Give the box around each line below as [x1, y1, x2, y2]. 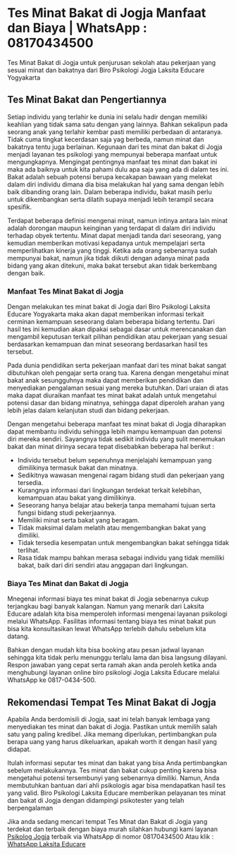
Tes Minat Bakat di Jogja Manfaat [7, 5, 206, 21]
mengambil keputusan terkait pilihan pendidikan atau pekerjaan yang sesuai [7, 333, 228, 341]
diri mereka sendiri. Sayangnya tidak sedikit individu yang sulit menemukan [7, 435, 225, 443]
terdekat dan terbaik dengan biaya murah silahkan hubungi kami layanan [7, 825, 218, 834]
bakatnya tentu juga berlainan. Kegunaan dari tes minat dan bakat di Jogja [7, 143, 223, 151]
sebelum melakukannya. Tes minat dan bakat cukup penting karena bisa [7, 766, 217, 775]
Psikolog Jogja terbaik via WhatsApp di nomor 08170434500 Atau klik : [7, 832, 214, 841]
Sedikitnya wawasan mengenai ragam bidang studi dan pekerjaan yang [17, 471, 225, 479]
